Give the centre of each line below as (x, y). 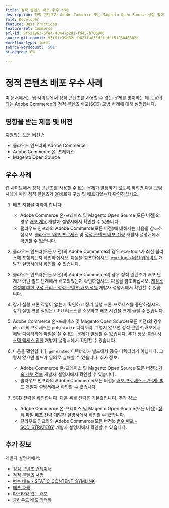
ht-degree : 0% (20, 52)
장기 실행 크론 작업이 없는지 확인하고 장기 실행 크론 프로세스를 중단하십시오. (87, 304)
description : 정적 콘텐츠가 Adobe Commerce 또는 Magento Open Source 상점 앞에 (85, 15)
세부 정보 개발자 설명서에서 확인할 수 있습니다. (71, 374)
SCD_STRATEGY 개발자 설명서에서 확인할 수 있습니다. (73, 427)
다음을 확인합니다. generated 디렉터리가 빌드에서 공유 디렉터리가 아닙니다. (85, 351)
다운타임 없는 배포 (30, 494)
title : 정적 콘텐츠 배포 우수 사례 (37, 10)
